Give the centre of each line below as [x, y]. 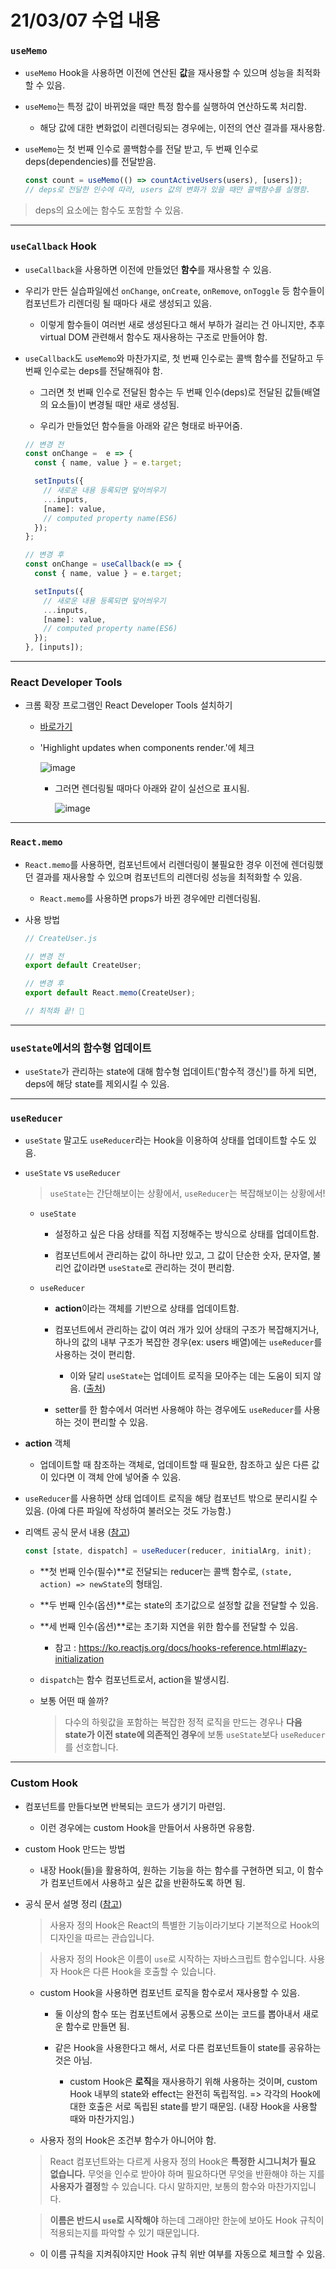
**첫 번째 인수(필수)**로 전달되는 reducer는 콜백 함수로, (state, [166, 1572]
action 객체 [48, 1443]
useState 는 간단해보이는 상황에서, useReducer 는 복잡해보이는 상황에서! [187, 1193]
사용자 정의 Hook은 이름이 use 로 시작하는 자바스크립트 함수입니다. [178, 1958]
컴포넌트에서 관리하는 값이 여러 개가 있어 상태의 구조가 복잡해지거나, [187, 1330]
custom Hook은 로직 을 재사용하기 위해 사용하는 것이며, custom [193, 2081]
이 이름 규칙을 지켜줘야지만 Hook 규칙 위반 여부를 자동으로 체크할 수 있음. [182, 2253]
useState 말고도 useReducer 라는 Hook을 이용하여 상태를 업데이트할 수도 [165, 1140]
